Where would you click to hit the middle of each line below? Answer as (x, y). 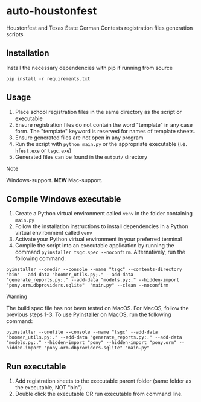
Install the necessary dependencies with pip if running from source (90, 68)
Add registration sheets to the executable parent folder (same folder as (103, 381)
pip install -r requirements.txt (48, 79)
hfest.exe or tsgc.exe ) (43, 150)
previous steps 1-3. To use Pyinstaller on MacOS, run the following (89, 314)
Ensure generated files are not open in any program (79, 138)
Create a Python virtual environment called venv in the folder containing (104, 214)
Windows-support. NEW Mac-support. (54, 180)
